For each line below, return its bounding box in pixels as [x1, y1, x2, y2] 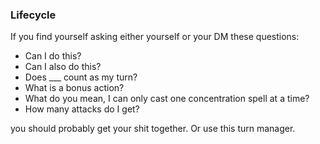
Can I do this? [24, 50, 82, 62]
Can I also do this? [24, 61, 102, 73]
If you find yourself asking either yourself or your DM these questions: [10, 31, 300, 43]
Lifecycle [10, 8, 57, 22]
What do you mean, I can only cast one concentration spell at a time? [24, 93, 310, 105]
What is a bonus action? [24, 82, 125, 94]
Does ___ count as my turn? [24, 71, 138, 83]
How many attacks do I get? [24, 103, 140, 115]
